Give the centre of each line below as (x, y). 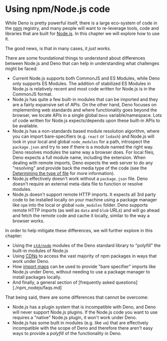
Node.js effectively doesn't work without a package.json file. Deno (80, 178)
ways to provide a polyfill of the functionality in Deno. (67, 333)
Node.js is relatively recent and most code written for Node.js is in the (84, 88)
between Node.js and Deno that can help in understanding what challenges (82, 63)
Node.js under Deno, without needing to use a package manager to (81, 271)
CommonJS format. (32, 94)
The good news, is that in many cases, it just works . (58, 48)
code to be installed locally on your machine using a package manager (85, 199)
